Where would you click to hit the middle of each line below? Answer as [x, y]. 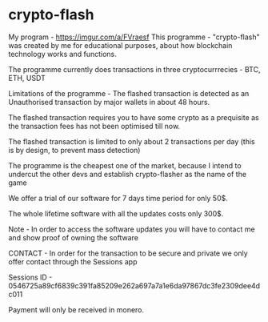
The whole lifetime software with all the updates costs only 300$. [116, 213]
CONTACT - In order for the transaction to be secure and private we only [128, 253]
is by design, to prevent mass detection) [74, 150]
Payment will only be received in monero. [76, 309]
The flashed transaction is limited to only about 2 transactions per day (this [132, 141]
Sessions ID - [30, 277]
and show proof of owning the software [73, 237]
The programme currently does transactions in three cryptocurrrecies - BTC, [134, 69]
